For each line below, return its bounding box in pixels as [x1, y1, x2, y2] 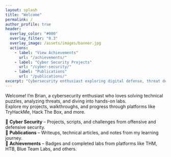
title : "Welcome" [5, 12, 42, 17]
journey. [5, 135, 22, 141]
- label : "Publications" [14, 69, 67, 74]
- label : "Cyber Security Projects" [14, 60, 93, 65]
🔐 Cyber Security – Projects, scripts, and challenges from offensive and [5, 118, 156, 125]
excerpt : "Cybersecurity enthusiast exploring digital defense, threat [5, 78, 160, 84]
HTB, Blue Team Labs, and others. [5, 146, 77, 152]
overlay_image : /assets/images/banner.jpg [10, 41, 101, 46]
